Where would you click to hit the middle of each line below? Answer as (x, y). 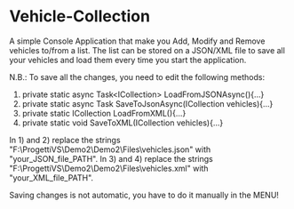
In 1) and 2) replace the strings (65, 140)
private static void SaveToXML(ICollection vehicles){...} (123, 123)
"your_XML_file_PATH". (52, 177)
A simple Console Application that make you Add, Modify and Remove (137, 41)
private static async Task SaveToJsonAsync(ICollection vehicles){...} (147, 103)
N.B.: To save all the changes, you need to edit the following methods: (137, 76)
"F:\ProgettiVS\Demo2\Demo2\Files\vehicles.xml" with (109, 168)
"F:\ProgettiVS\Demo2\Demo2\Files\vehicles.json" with (110, 149)
